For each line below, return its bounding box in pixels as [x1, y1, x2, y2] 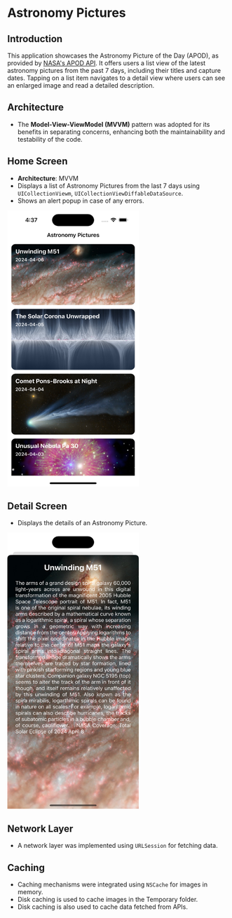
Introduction [7, 33, 63, 45]
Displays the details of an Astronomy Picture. [17, 519, 148, 527]
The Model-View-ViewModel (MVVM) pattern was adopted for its [17, 120, 210, 128]
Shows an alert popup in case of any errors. [17, 196, 144, 205]
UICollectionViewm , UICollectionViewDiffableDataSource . [17, 189, 184, 197]
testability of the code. [17, 135, 83, 143]
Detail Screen [7, 500, 68, 513]
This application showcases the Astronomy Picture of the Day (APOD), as [7, 51, 219, 60]
